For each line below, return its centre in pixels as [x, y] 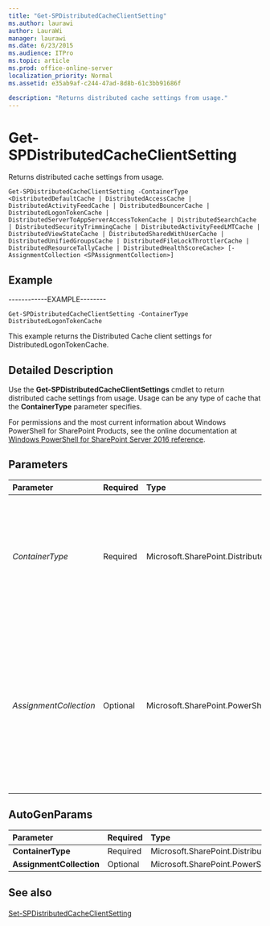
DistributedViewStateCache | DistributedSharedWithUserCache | [117, 235]
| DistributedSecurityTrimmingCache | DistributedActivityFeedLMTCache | [135, 227]
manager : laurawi [37, 38]
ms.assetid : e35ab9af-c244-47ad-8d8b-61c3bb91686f [95, 83]
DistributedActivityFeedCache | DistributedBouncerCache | [109, 206]
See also [30, 893]
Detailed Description [61, 370]
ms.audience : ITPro [41, 53]
